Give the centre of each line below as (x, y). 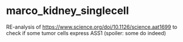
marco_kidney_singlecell (67, 11)
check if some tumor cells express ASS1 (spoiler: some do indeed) (86, 33)
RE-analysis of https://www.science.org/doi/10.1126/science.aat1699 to (92, 27)
